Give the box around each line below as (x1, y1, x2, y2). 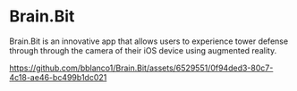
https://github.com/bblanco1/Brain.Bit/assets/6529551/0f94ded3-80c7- (9, 62, 274, 73)
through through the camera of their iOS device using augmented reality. (9, 45, 277, 55)
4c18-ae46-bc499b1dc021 (9, 71, 107, 82)
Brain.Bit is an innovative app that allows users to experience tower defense (9, 36, 289, 46)
